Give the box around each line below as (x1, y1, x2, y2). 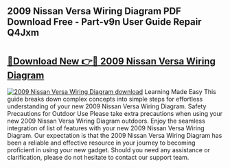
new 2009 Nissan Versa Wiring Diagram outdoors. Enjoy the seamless (7, 117, 206, 125)
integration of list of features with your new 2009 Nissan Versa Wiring (7, 124, 205, 132)
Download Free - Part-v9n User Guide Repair (7, 16, 202, 28)
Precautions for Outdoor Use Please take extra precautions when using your (7, 110, 223, 117)
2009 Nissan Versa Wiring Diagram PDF (7, 5, 182, 17)
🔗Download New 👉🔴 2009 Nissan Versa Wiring (7, 55, 216, 67)
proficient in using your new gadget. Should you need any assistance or (7, 146, 211, 154)
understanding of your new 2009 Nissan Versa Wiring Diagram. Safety (7, 102, 207, 110)
